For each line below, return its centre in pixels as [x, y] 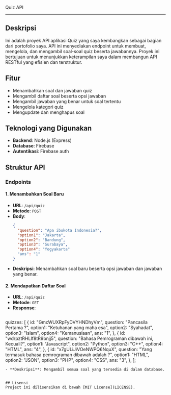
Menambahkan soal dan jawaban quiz [52, 90]
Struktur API [25, 167]
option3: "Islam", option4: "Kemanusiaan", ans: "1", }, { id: [65, 333]
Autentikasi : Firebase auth [41, 151]
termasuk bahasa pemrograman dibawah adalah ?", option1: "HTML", [77, 355]
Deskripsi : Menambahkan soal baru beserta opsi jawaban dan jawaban [87, 268]
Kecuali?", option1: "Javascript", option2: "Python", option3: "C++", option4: [84, 344]
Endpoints [18, 182]
